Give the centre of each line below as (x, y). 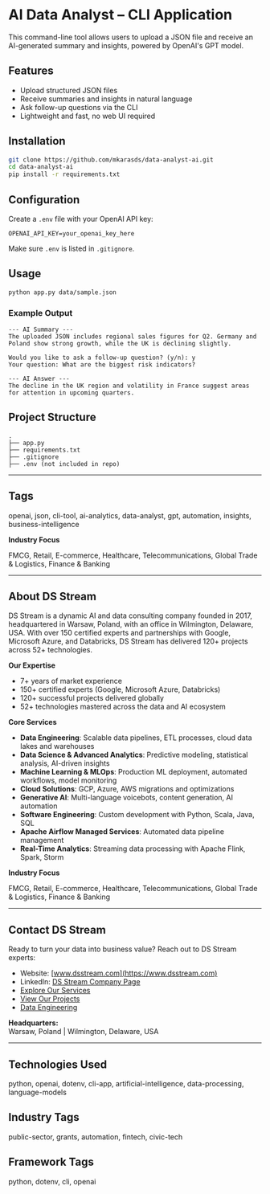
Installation (37, 141)
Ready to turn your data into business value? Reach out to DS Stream (123, 949)
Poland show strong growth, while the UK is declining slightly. (120, 343)
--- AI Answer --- (39, 378)
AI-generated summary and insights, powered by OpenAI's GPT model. (126, 45)
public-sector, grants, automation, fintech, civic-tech (96, 1137)
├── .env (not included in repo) (64, 464)
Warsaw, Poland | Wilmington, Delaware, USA (84, 1032)
